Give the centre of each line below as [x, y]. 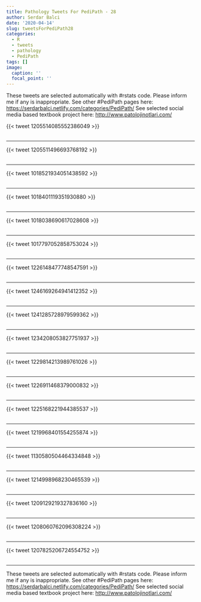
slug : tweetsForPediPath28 [40, 28]
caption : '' [27, 73]
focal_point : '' [32, 78]
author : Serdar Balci [33, 17]
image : [14, 67]
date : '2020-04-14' [31, 23]
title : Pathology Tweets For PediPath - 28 [61, 12]
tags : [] [17, 62]
